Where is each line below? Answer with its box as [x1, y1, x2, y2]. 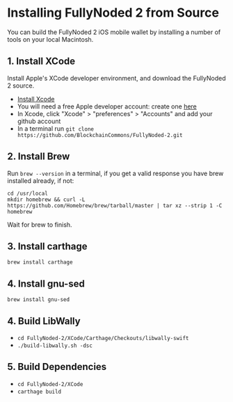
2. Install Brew [7, 151, 70, 163]
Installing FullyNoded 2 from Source [7, 5, 219, 21]
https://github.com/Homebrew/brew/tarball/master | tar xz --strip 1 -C [7, 202, 223, 209]
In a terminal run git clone [17, 124, 94, 133]
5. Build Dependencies [7, 361, 107, 373]
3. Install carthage [7, 240, 88, 252]
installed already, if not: [7, 176, 74, 185]
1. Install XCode [7, 56, 76, 67]
